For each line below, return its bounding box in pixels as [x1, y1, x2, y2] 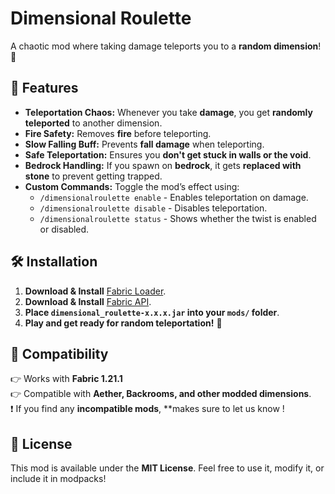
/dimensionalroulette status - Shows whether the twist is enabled [39, 212, 317, 224]
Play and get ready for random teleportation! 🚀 [24, 317, 223, 329]
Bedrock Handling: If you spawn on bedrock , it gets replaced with [24, 159, 302, 171]
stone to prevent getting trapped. [24, 170, 163, 182]
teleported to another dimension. [24, 117, 163, 129]
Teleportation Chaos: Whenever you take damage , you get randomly [24, 106, 313, 118]
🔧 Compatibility [10, 345, 109, 362]
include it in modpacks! [10, 473, 107, 485]
